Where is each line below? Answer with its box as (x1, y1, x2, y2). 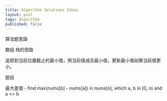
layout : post (5, 12, 33, 17)
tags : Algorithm (5, 17, 40, 22)
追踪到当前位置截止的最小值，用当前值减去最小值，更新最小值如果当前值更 (5, 58, 161, 64)
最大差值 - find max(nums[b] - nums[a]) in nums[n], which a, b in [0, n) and (5, 85, 162, 91)
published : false (5, 21, 42, 27)
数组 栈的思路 (5, 46, 34, 53)
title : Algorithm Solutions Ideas (5, 7, 79, 13)
